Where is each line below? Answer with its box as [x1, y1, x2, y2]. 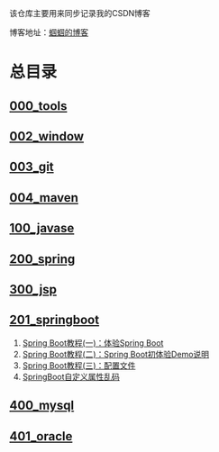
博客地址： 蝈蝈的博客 [9, 27, 88, 38]
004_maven [9, 190, 79, 205]
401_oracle [9, 429, 73, 444]
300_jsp [9, 282, 57, 297]
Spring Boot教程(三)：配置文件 [22, 359, 136, 371]
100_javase [9, 221, 75, 236]
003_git [9, 159, 54, 175]
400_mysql [9, 398, 75, 413]
